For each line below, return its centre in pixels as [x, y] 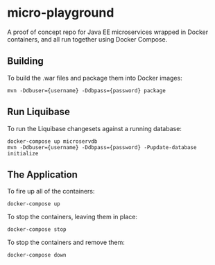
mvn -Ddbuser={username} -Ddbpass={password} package [87, 91]
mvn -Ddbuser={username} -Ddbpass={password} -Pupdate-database [102, 147]
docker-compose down [37, 255]
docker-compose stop [37, 230]
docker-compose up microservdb [52, 141]
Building [25, 61]
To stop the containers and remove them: [66, 242]
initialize [23, 153]
